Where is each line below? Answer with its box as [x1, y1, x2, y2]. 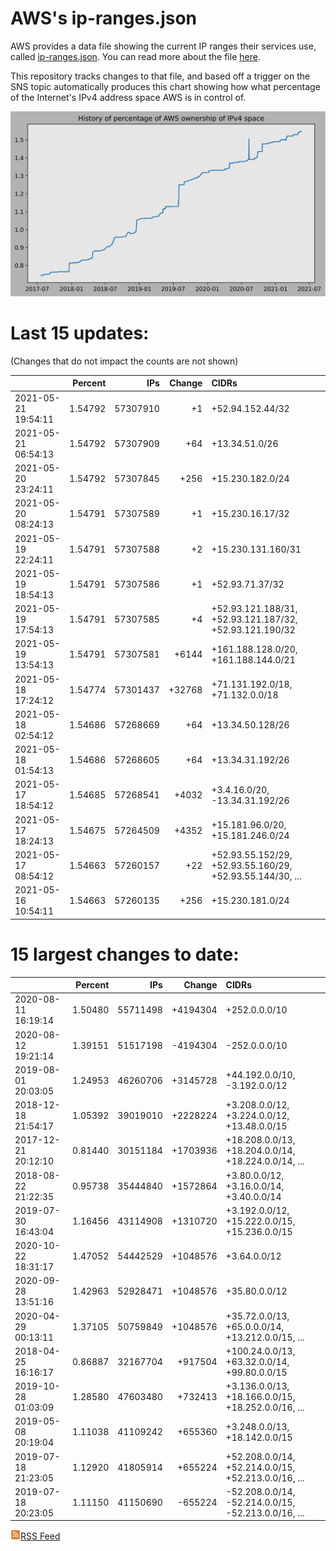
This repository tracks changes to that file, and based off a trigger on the [10, 70, 311, 82]
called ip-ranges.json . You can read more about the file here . [10, 50, 261, 62]
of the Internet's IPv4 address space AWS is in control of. [10, 91, 247, 103]
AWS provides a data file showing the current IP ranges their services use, [10, 40, 317, 52]
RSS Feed [20, 1530, 61, 1542]
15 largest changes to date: [10, 943, 240, 966]
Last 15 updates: [10, 322, 150, 345]
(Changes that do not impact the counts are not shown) [10, 355, 239, 367]
